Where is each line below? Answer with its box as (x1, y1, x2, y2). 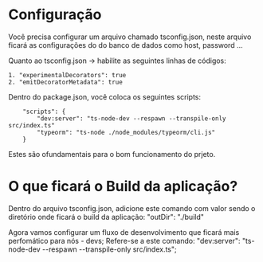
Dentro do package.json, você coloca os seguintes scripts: (8, 92, 202, 101)
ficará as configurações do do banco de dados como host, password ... (8, 40, 243, 49)
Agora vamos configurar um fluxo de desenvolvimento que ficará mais (8, 227, 240, 237)
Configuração (8, 6, 102, 24)
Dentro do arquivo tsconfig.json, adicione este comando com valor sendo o (8, 203, 256, 213)
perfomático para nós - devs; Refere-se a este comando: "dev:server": (8, 236, 241, 245)
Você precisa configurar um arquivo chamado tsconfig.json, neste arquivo (8, 32, 252, 41)
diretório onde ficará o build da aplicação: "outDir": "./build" (8, 212, 205, 221)
